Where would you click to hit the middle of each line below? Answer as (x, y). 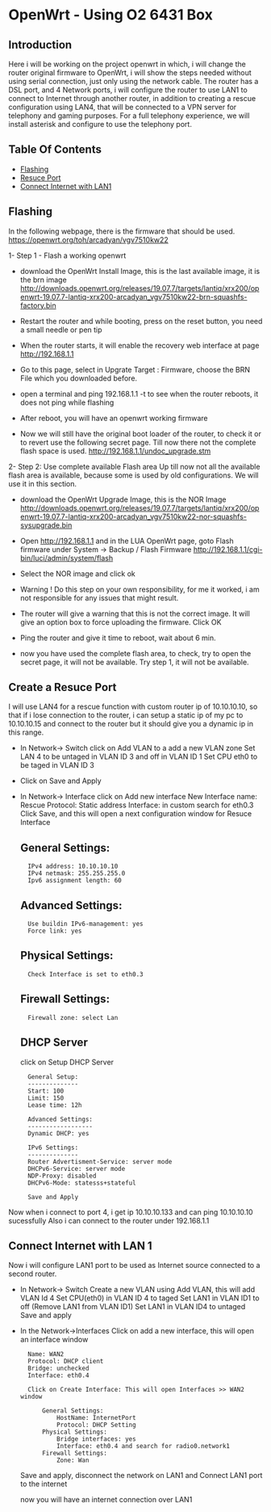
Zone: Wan (73, 1460)
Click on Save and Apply (61, 781)
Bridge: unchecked (58, 1369)
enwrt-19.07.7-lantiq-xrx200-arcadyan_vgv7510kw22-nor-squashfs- (133, 516)
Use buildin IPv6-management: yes (85, 924)
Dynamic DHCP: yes (58, 1133)
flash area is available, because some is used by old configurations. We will (133, 475)
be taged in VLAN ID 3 (57, 765)
